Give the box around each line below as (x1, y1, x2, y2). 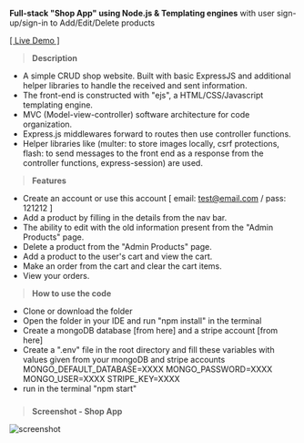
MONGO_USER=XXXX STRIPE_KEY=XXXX (22, 374, 180, 384)
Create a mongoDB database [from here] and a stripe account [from (22, 325, 279, 335)
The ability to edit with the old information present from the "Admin (22, 222, 274, 232)
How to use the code (31, 288, 112, 299)
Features (31, 175, 66, 186)
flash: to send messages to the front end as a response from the (22, 148, 264, 159)
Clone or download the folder (22, 305, 134, 316)
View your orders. (22, 271, 90, 281)
